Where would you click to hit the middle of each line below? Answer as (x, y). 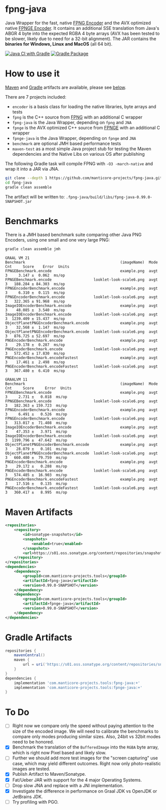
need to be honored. (33, 742)
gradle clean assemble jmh (33, 249)
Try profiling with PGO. (35, 802)
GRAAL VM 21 (17, 258)
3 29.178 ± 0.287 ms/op (35, 345)
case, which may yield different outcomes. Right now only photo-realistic (86, 764)
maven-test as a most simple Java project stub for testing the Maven (82, 149)
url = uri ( (34, 665)
